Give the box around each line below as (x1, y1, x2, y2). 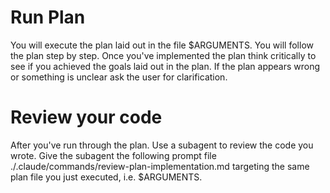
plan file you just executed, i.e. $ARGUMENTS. (10, 171, 203, 183)
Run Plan (10, 6, 86, 29)
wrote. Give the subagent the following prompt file (10, 149, 217, 161)
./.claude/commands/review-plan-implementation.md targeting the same (10, 160, 310, 172)
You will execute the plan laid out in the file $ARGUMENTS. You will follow (10, 39, 314, 51)
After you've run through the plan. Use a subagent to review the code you (10, 139, 314, 151)
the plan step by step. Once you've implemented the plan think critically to (10, 49, 317, 61)
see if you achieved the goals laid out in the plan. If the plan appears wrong (10, 60, 321, 72)
